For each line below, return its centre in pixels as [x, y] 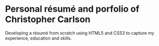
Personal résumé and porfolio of [72, 9]
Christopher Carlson [48, 19]
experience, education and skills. [39, 38]
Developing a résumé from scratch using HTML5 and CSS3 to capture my [80, 33]
